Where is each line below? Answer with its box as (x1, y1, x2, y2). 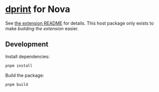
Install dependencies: (5, 53, 50, 59)
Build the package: (5, 72, 44, 78)
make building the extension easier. (5, 25, 79, 31)
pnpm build (5, 82, 28, 87)
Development (5, 40, 49, 49)
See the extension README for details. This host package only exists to (5, 20, 154, 26)
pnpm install (5, 63, 33, 68)
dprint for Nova (5, 4, 71, 15)
